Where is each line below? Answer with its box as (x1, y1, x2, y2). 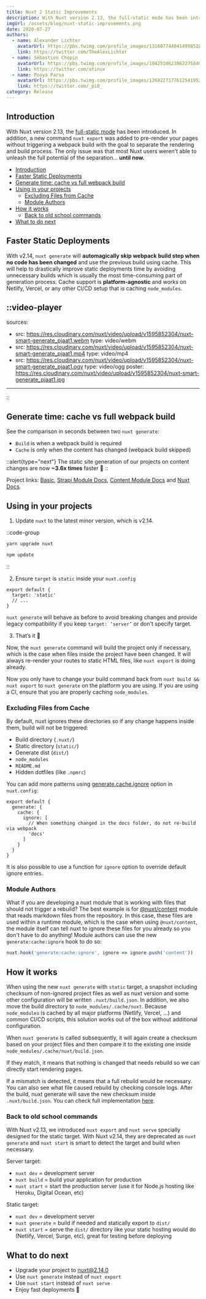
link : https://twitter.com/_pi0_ (17, 83, 103, 90)
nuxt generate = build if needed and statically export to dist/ (15, 1219, 170, 1227)
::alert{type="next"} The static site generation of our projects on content (6, 458, 189, 466)
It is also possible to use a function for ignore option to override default (6, 863, 186, 870)
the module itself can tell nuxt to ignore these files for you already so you (6, 925, 191, 932)
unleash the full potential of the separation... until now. (6, 154, 145, 161)
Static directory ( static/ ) (15, 742, 79, 749)
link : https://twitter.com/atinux (17, 66, 105, 72)
